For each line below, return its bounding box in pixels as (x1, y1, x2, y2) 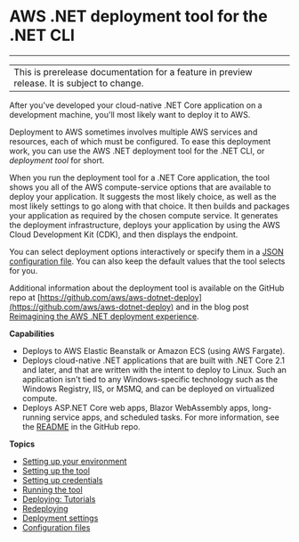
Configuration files (21, 521, 91, 532)
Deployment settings (21, 513, 99, 523)
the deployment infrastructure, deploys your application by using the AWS (9, 219, 280, 230)
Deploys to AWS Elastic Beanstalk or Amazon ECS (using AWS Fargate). (21, 345, 286, 356)
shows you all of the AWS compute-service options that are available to (9, 181, 271, 193)
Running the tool (21, 484, 83, 495)
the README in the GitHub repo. (21, 421, 141, 431)
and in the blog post (175, 301, 249, 312)
